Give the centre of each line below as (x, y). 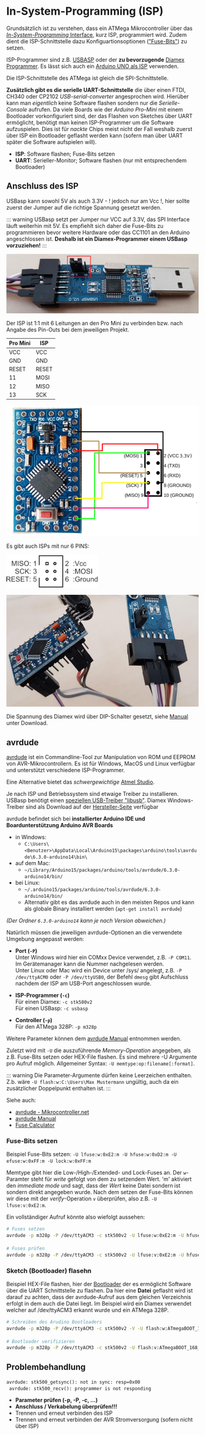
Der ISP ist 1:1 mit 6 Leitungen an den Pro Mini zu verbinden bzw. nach (95, 323)
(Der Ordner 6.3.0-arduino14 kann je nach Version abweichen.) (86, 921)
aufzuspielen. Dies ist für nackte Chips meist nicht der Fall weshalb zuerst (99, 129)
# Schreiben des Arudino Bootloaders (54, 1322)
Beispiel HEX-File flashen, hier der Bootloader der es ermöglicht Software (99, 1284)
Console (17, 109)
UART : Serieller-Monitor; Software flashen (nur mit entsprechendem (101, 160)
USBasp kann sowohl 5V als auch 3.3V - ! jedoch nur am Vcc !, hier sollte (98, 201)
